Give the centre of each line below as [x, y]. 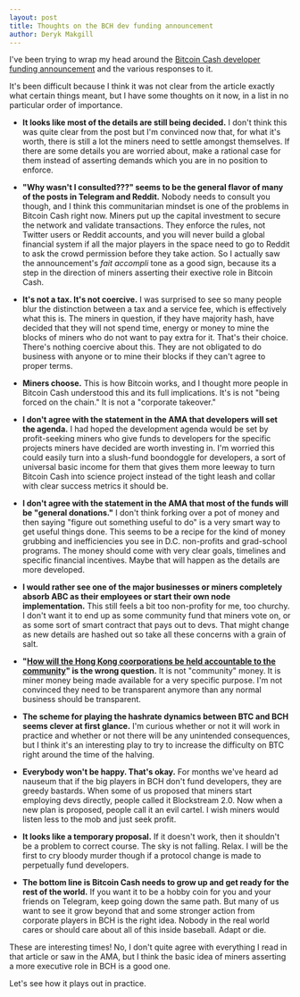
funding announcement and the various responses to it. [111, 69]
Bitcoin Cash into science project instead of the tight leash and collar [149, 477]
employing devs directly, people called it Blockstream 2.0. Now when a [152, 800]
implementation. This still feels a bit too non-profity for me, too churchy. [156, 606]
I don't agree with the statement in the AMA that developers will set [150, 420]
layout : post [33, 17]
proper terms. [47, 366]
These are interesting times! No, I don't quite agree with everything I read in [148, 947]
